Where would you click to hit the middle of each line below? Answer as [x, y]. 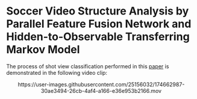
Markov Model [43, 50]
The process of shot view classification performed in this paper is [88, 66]
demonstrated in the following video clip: [57, 72]
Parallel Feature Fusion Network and [99, 24]
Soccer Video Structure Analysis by [98, 11]
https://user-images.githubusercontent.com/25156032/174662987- [101, 84]
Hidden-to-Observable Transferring [98, 37]
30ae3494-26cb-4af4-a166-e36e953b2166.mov [101, 91]
